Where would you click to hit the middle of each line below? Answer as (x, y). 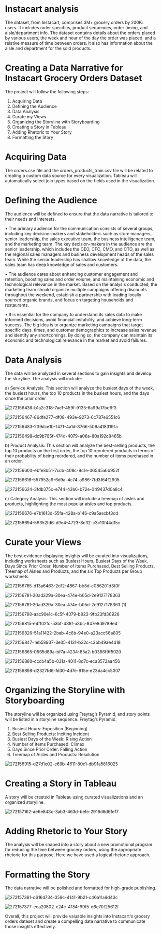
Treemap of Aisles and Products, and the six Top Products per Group (74, 571)
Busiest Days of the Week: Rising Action (52, 739)
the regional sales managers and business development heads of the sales (79, 254)
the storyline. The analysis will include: (44, 378)
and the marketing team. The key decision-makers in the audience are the (79, 244)
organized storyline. (25, 802)
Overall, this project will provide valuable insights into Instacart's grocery (78, 916)
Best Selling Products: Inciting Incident (51, 734)
